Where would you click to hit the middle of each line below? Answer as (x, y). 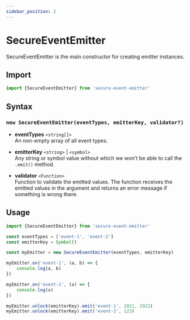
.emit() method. (34, 164)
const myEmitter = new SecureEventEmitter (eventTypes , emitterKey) (90, 253)
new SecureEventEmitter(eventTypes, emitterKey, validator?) (95, 122)
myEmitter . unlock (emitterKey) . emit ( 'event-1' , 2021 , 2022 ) (80, 306)
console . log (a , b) (39, 269)
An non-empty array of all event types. (61, 140)
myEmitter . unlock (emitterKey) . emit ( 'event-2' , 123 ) (70, 311)
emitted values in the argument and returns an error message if (91, 188)
